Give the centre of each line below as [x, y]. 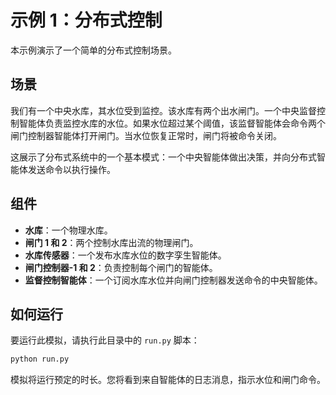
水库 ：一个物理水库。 [68, 230]
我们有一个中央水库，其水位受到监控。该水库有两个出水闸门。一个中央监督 [163, 110]
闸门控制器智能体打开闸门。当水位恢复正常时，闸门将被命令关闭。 [146, 135]
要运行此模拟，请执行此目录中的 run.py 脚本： [105, 340]
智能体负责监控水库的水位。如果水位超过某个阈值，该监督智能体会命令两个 [172, 123]
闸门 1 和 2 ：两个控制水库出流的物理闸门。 [111, 242]
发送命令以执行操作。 [71, 169]
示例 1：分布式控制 [86, 20]
